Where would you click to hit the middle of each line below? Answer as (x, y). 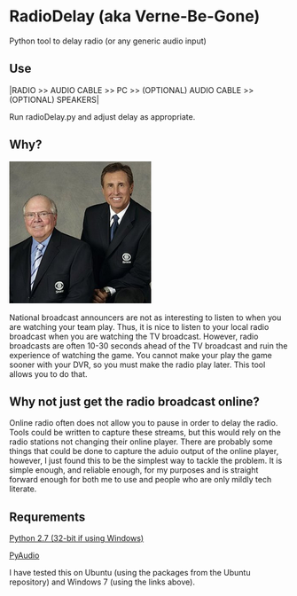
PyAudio (24, 555)
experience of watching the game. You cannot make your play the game (141, 355)
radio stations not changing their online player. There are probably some (141, 442)
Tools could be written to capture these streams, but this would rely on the (145, 433)
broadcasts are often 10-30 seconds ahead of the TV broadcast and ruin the (148, 345)
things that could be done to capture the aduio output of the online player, (144, 451)
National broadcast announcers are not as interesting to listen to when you (145, 318)
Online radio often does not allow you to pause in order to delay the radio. (144, 423)
